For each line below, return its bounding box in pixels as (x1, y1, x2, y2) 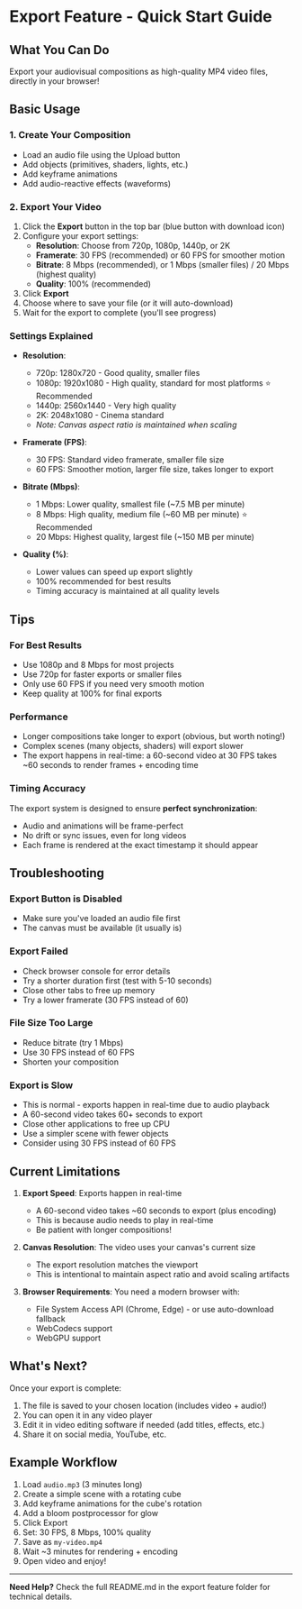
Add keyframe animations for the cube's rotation (22, 1498, 202, 1509)
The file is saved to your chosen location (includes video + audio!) (22, 1400, 267, 1411)
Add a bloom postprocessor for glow (22, 1507, 159, 1518)
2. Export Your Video (9, 200, 102, 213)
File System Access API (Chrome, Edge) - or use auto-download (35, 1303, 274, 1314)
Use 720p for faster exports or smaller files (22, 669, 182, 680)
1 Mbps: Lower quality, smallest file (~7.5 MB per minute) (35, 498, 245, 510)
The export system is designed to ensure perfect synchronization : (9, 802, 258, 813)
